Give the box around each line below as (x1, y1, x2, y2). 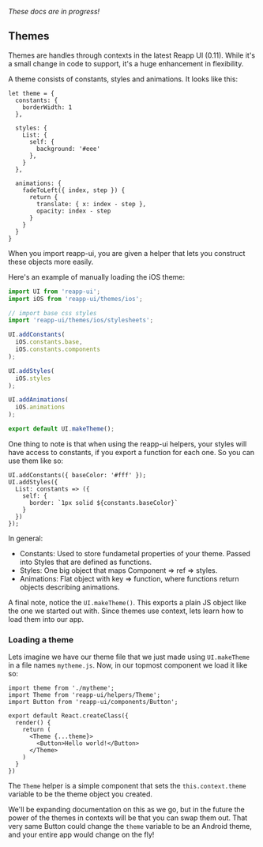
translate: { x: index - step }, (36, 200, 147, 208)
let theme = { (8, 89, 55, 97)
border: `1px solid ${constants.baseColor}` (28, 499, 178, 506)
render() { (15, 719, 51, 727)
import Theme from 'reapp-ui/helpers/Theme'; (8, 691, 160, 699)
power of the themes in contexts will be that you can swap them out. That (8, 813, 248, 823)
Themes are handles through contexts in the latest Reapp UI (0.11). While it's (8, 51, 255, 60)
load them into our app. (8, 614, 85, 623)
